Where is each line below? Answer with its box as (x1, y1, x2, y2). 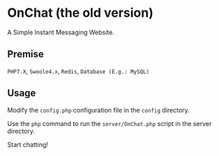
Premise (7, 48, 44, 60)
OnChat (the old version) (7, 5, 154, 21)
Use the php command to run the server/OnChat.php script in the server (7, 119, 212, 127)
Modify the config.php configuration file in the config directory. (7, 106, 190, 114)
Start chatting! (7, 140, 49, 148)
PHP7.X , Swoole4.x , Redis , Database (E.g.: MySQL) (7, 66, 150, 75)
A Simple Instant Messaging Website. (7, 28, 115, 36)
